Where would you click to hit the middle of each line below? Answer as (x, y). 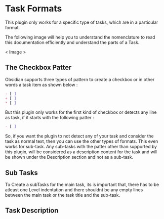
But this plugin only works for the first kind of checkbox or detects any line (81, 112)
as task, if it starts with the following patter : (50, 118)
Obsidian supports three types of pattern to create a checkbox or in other (80, 79)
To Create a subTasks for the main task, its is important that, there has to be (82, 185)
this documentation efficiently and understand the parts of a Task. (72, 42)
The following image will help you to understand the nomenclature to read (80, 37)
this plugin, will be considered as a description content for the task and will (81, 152)
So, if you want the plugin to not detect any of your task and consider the (80, 136)
